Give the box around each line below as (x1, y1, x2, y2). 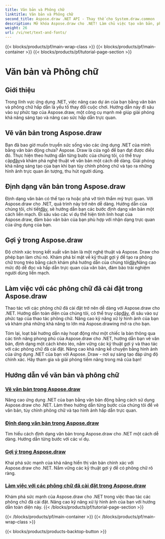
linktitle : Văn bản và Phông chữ (5, 12, 74, 17)
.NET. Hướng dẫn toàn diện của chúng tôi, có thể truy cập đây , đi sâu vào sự (5, 310, 159, 316)
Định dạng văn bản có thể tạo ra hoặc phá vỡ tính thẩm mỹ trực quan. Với (5, 195, 153, 201)
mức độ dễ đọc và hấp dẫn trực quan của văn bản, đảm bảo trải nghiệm (5, 265, 150, 271)
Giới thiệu (5, 86, 35, 94)
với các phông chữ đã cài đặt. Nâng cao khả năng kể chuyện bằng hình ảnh (5, 346, 158, 352)
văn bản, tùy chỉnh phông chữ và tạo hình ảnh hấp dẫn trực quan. (5, 407, 137, 413)
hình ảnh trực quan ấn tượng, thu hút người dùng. (5, 168, 105, 174)
